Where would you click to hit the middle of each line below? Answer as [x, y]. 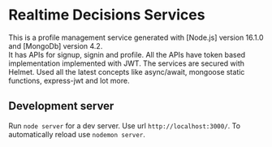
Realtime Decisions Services [107, 15]
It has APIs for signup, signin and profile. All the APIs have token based [127, 54]
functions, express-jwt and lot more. [69, 80]
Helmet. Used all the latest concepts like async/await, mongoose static [127, 71]
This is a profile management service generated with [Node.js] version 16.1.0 [136, 37]
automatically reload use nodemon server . [77, 134]
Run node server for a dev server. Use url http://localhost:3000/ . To [125, 125]
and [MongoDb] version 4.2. [56, 45]
